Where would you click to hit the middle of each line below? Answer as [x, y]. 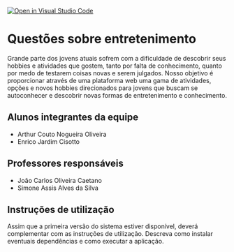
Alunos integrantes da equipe [73, 118]
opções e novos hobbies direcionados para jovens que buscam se [103, 88]
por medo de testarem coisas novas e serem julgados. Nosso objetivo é [110, 73]
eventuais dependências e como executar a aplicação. [86, 242]
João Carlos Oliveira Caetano [60, 180]
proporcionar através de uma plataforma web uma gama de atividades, [109, 80]
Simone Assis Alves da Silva [58, 188]
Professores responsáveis [65, 164]
